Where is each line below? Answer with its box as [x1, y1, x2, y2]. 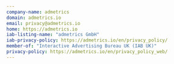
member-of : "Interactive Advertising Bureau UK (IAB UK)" [6, 43, 157, 49]
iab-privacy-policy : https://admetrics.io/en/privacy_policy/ [6, 37, 168, 43]
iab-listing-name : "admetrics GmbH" [6, 32, 100, 38]
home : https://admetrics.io [6, 26, 78, 32]
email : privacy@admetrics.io [6, 20, 81, 26]
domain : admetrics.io [6, 15, 62, 21]
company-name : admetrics [6, 9, 70, 15]
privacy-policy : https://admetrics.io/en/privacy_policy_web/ [6, 49, 168, 55]
